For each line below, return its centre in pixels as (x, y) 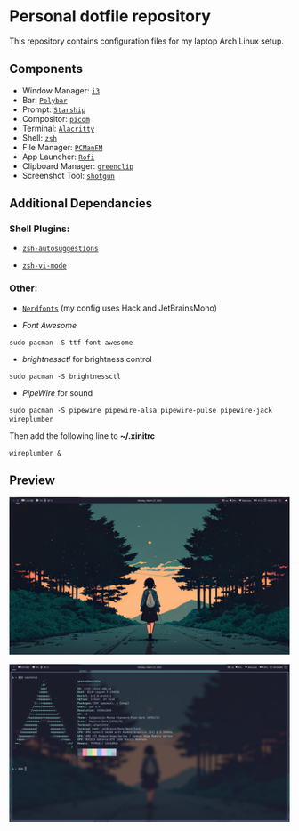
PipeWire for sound (57, 392)
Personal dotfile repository (110, 16)
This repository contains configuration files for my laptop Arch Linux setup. (147, 41)
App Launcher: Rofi (58, 157)
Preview (32, 481)
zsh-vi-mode (44, 266)
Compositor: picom (56, 118)
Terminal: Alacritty (58, 128)
